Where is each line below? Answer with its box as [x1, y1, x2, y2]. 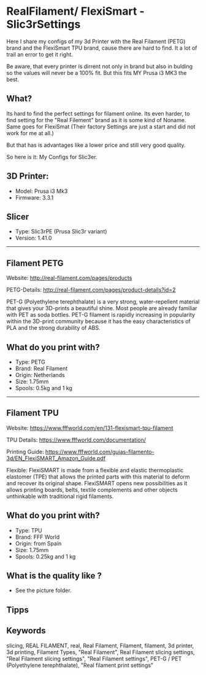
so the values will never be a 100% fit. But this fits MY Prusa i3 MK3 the [6, 69, 187, 76]
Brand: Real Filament [15, 365, 68, 372]
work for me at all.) [6, 129, 54, 136]
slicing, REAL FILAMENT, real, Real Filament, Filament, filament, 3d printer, [6, 642, 194, 649]
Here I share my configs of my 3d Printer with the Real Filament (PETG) [6, 37, 186, 45]
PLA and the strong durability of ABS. [6, 324, 101, 332]
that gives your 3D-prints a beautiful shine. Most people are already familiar [6, 305, 197, 312]
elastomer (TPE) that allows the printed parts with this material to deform [6, 473, 190, 480]
